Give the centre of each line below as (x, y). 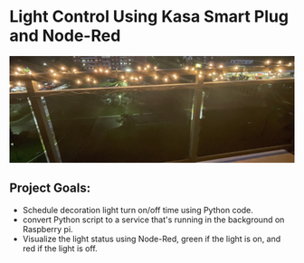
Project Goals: (50, 188)
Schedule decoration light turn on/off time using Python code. (138, 210)
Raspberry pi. (48, 229)
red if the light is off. (60, 248)
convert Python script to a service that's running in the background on (153, 220)
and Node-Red (65, 36)
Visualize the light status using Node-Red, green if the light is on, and (152, 239)
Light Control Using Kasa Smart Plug (149, 17)
